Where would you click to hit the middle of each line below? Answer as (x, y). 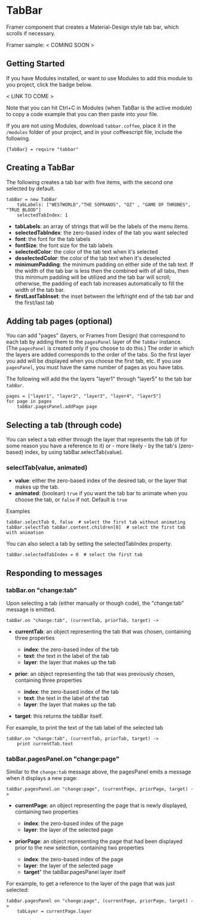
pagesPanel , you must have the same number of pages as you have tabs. (95, 367)
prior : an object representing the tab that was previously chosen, (95, 674)
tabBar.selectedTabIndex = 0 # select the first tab (75, 555)
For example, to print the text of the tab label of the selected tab (85, 728)
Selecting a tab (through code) (64, 425)
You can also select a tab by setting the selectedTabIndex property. (89, 544)
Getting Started (36, 64)
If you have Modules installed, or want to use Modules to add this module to (99, 78)
